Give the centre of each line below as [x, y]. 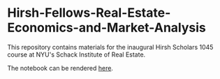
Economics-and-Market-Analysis [107, 28]
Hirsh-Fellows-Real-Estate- [89, 13]
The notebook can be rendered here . [60, 68]
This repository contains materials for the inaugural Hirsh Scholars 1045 [110, 47]
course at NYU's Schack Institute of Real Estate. [76, 55]
